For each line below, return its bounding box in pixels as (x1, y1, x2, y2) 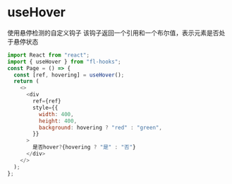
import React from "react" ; (7, 51, 90, 59)
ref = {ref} (32, 98, 61, 105)
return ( (13, 78, 39, 85)
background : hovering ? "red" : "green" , (38, 124, 162, 131)
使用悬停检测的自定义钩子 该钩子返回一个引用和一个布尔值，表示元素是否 (7, 28, 219, 37)
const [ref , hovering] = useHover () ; (13, 71, 125, 79)
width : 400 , (38, 110, 74, 117)
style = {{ (32, 104, 59, 111)
